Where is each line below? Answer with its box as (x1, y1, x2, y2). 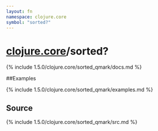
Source (6, 103, 33, 113)
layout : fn (6, 8, 33, 15)
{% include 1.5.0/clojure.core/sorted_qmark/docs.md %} (6, 63, 142, 70)
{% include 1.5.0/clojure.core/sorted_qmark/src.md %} (6, 119, 138, 126)
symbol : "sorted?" (6, 19, 51, 25)
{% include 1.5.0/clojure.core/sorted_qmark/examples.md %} (6, 86, 153, 93)
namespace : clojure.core (6, 14, 67, 20)
